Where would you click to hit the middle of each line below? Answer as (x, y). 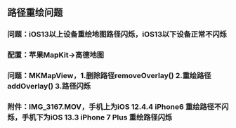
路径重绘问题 (35, 13)
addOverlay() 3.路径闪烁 (49, 87)
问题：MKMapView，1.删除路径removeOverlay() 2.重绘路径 (110, 76)
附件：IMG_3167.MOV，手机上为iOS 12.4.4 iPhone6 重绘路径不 (114, 107)
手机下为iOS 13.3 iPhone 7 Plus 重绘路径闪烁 (97, 117)
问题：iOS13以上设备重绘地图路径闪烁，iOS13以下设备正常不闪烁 (117, 34)
